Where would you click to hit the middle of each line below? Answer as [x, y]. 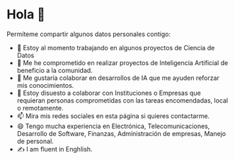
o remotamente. [40, 108]
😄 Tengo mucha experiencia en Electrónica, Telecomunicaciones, [113, 126]
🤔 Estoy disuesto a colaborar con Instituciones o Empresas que [109, 93]
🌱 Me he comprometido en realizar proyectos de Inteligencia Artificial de [122, 62]
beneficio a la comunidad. [55, 70]
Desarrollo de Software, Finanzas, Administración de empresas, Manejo [121, 133]
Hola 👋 [26, 15]
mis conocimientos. [45, 85]
